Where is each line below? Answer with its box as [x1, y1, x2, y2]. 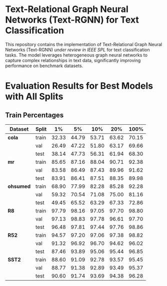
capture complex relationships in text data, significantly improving [5, 57, 141, 63]
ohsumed [7, 183, 31, 190]
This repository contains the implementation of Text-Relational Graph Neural [5, 41, 162, 47]
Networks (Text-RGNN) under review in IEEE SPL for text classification [5, 47, 150, 53]
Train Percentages [5, 111, 64, 119]
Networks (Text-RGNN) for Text [5, 14, 139, 26]
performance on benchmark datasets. [5, 63, 83, 69]
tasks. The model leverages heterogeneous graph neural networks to [5, 52, 147, 58]
